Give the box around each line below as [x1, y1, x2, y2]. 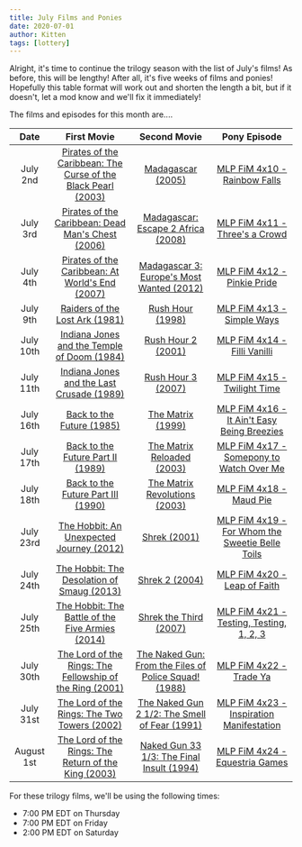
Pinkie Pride [226, 277, 278, 289]
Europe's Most [139, 271, 202, 284]
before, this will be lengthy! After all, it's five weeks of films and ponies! [9, 73, 273, 84]
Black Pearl [66, 179, 114, 192]
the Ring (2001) [56, 682, 124, 695]
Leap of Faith [224, 579, 280, 592]
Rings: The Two [57, 708, 123, 721]
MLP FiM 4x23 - [217, 697, 288, 709]
